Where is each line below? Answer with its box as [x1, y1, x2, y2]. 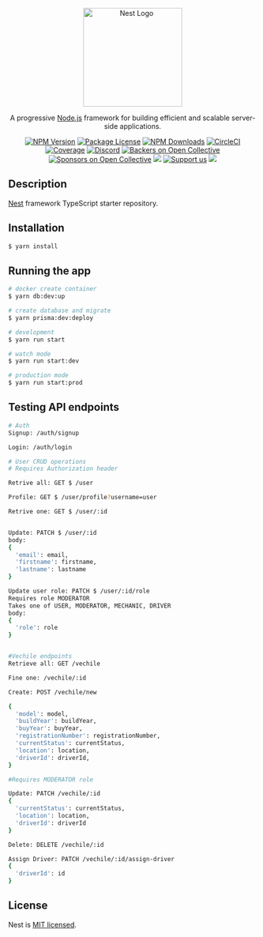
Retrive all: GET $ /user [8, 479, 93, 487]
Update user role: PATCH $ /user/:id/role [8, 587, 150, 595]
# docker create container [8, 285, 97, 293]
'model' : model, [15, 709, 69, 718]
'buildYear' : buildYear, [15, 717, 97, 725]
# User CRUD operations [8, 457, 87, 465]
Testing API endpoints [8, 401, 120, 414]
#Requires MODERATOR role [8, 775, 93, 784]
